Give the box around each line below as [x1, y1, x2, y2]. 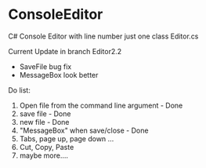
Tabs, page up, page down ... [19, 133, 114, 143]
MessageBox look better [19, 70, 99, 79]
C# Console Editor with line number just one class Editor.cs [8, 31, 199, 41]
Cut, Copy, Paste [19, 142, 74, 152]
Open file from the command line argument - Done [19, 100, 183, 110]
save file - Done [19, 108, 71, 119]
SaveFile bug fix [19, 61, 72, 71]
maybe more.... [19, 151, 69, 160]
